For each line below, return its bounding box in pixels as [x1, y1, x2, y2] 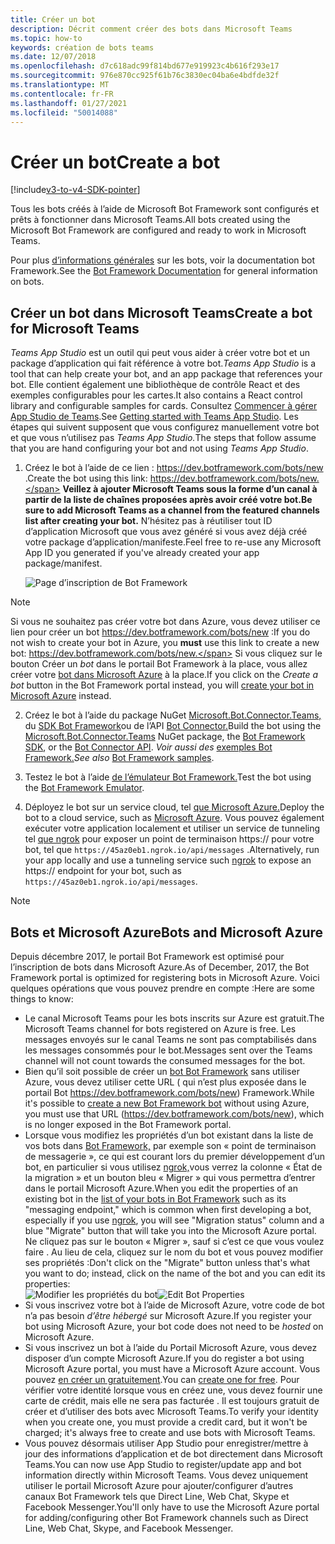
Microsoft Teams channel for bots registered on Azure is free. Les [24, 1022, 297, 1035]
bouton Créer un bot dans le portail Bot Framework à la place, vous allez [10, 658, 308, 670]
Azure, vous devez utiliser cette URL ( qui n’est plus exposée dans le [24, 1076, 307, 1088]
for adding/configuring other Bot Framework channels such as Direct [24, 1511, 309, 1523]
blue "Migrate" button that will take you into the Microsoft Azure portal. [24, 1224, 317, 1236]
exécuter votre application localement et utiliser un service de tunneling [24, 822, 321, 835]
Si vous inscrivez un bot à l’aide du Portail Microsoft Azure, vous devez [24, 1341, 318, 1353]
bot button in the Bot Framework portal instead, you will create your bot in [10, 679, 315, 691]
